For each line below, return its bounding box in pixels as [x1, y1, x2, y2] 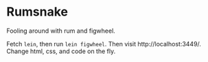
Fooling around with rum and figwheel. [6, 27, 116, 35]
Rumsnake [6, 4, 69, 20]
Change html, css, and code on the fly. [6, 47, 116, 55]
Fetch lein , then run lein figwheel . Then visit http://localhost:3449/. [6, 40, 202, 48]
